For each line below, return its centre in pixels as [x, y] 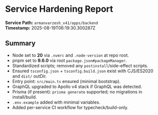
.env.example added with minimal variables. [56, 102]
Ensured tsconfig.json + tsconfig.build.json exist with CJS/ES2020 [83, 71]
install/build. [25, 97]
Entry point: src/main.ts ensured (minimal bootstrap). [66, 81]
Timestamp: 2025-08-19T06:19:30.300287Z [50, 28]
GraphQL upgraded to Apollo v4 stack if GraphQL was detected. [77, 86]
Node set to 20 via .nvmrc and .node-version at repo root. [70, 55]
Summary [20, 43]
